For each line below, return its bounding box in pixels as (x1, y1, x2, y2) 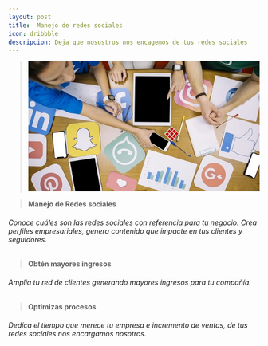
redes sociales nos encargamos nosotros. (8, 328, 147, 338)
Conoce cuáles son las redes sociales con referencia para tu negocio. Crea (8, 218, 258, 227)
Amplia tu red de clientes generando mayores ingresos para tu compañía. (8, 277, 251, 287)
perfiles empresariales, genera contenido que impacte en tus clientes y (8, 226, 243, 235)
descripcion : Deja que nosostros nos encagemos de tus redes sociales (8, 38, 248, 46)
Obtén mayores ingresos (27, 259, 112, 269)
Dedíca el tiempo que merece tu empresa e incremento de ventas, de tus (8, 320, 249, 330)
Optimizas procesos (27, 302, 97, 312)
